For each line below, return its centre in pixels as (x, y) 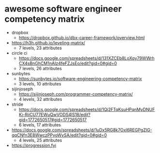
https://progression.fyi (34, 145)
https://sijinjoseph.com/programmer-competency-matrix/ (76, 94)
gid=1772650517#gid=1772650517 (53, 120)
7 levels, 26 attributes (40, 68)
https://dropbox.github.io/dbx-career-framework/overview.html (82, 38)
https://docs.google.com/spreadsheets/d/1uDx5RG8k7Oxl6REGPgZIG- (82, 130)
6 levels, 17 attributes (40, 125)
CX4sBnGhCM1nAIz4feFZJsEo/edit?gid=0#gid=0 (68, 63)
